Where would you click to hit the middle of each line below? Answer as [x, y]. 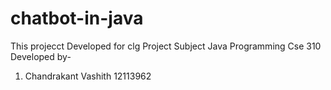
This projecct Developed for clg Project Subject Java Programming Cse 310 [166, 46]
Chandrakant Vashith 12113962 [88, 76]
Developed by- [41, 56]
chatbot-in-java [77, 18]
